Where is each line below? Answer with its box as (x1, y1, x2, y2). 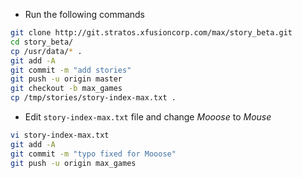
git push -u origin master (10, 74, 123, 84)
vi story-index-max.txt (10, 130, 110, 140)
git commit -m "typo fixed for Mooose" (10, 149, 177, 159)
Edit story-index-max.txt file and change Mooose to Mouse (24, 111, 272, 123)
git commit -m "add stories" (10, 65, 132, 75)
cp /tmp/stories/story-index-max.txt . (10, 93, 177, 103)
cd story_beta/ (10, 37, 74, 47)
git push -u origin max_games (10, 158, 137, 168)
